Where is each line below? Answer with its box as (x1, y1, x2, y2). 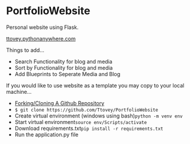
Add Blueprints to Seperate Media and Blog (14, 70, 121, 77)
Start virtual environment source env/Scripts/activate (14, 118, 147, 125)
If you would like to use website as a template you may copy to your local (6, 81, 185, 89)
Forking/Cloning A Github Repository (14, 99, 105, 107)
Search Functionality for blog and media (14, 58, 112, 65)
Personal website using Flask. (6, 24, 79, 31)
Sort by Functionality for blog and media (14, 64, 113, 71)
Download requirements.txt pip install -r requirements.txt (14, 125, 164, 132)
